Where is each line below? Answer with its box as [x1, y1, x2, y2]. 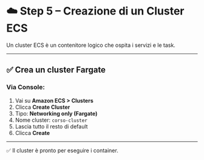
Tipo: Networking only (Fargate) [15, 110, 98, 117]
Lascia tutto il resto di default [15, 122, 88, 130]
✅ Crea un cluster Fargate [6, 64, 106, 75]
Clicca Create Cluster [15, 103, 70, 111]
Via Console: [6, 83, 46, 91]
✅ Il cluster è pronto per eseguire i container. [6, 147, 118, 154]
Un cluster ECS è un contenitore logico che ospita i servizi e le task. [6, 41, 176, 49]
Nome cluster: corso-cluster [15, 116, 88, 123]
